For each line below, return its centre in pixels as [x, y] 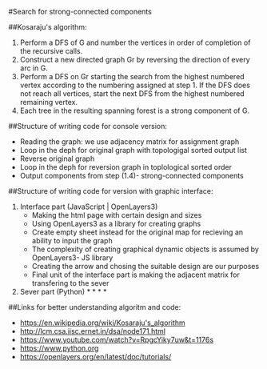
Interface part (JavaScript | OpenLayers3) [89, 207]
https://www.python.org [59, 348]
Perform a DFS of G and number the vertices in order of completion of [135, 42]
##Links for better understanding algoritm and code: [95, 307]
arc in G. [34, 68]
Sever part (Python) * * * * [63, 292]
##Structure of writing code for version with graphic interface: [111, 191]
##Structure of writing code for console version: [88, 126]
